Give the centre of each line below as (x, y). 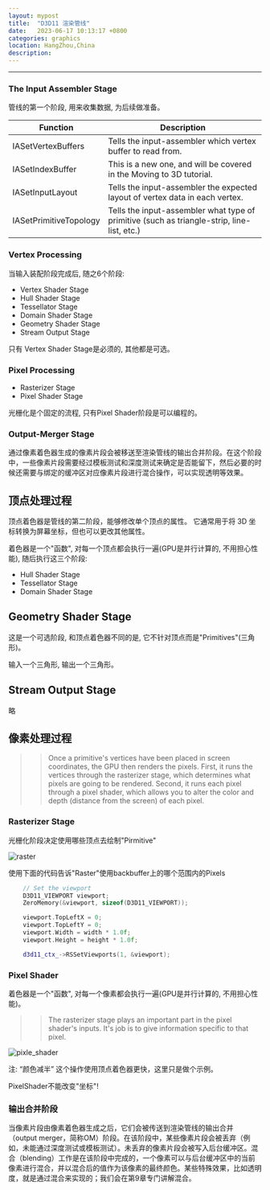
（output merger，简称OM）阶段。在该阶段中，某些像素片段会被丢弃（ (126, 1138)
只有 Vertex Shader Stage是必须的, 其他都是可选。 (91, 349)
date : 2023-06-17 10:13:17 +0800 (68, 31)
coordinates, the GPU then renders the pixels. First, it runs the (150, 767)
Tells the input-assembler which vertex (182, 142)
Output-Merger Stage (51, 433)
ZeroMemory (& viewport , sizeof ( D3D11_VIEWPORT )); (106, 903)
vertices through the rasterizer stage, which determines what (149, 775)
